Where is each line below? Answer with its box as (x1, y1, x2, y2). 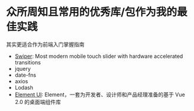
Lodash (14, 84, 34, 91)
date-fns (14, 71, 37, 79)
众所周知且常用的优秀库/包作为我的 (6, 5, 177, 19)
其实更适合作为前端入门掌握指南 (6, 41, 85, 48)
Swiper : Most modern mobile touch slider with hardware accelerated (14, 53, 183, 60)
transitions (14, 58, 41, 66)
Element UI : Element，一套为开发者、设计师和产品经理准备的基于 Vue (14, 91, 186, 98)
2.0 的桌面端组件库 (14, 98, 61, 105)
